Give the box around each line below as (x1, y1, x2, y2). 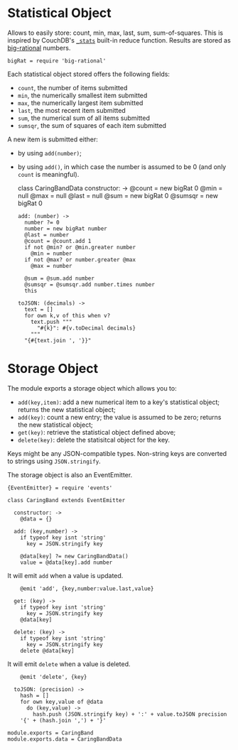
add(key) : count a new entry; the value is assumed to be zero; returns (17, 413, 222, 421)
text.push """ (31, 318, 72, 325)
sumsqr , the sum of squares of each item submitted (17, 121, 167, 129)
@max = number (31, 262, 72, 269)
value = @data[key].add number (20, 559, 113, 566)
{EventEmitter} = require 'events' (7, 484, 113, 491)
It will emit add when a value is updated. (7, 571, 124, 580)
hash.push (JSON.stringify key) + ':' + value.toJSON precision (33, 710, 227, 718)
